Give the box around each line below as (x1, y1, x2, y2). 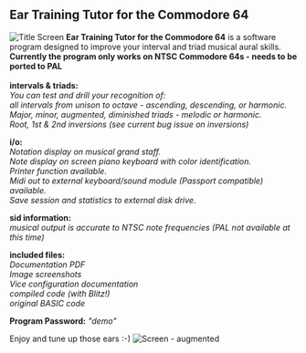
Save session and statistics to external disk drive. (9, 194, 196, 205)
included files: (9, 249, 66, 260)
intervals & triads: (9, 79, 79, 90)
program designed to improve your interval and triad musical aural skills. (9, 41, 281, 52)
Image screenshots (9, 268, 82, 279)
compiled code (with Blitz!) (9, 287, 111, 299)
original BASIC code (9, 297, 86, 308)
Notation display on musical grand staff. (9, 146, 162, 157)
